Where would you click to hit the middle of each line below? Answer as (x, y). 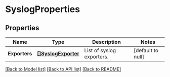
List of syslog (100, 50)
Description (107, 42)
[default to (146, 50)
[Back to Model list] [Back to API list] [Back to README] (63, 69)
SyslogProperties (42, 9)
